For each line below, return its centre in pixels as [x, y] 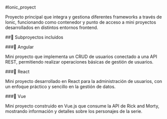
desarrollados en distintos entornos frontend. [52, 27]
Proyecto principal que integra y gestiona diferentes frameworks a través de [83, 17]
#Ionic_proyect [20, 7]
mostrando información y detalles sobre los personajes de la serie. [74, 111]
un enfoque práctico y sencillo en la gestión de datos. [60, 86]
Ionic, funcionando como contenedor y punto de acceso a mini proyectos [81, 22]
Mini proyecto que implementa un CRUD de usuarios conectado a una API [81, 56]
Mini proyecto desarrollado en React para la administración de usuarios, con [84, 81]
